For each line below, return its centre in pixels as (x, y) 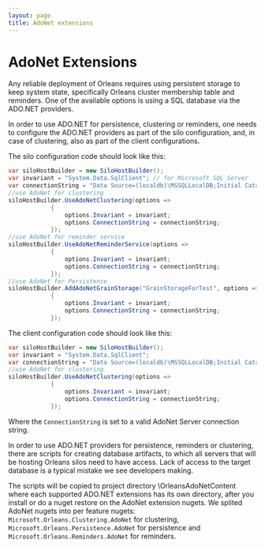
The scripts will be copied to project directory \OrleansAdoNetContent (122, 485)
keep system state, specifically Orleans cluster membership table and (121, 92)
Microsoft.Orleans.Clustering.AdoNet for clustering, (94, 519)
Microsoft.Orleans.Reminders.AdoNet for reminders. (92, 536)
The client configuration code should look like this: (90, 333)
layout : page (30, 15)
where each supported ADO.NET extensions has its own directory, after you (131, 494)
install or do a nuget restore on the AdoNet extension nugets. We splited (125, 502)
